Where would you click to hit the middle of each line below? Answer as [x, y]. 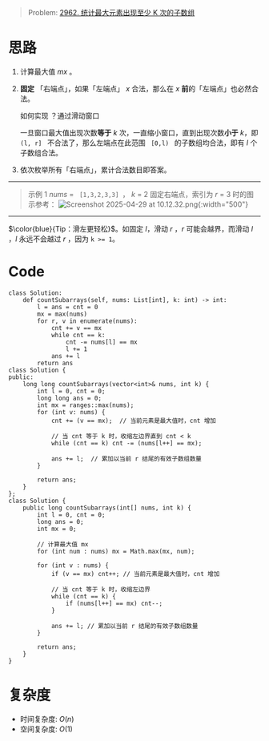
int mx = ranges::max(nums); [86, 405]
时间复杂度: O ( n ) [47, 719]
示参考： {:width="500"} [138, 204]
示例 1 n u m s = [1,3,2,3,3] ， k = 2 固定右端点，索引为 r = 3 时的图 [141, 194]
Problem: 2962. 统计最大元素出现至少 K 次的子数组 [111, 12]
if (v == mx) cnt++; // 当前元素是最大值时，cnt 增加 [135, 574]
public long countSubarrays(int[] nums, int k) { [107, 508]
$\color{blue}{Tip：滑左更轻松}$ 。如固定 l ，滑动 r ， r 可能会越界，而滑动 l [131, 228]
